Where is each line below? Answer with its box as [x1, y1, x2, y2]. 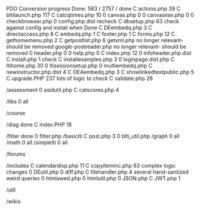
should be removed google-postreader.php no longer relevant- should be [6, 43, 187, 50]
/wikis [6, 198, 21, 205]
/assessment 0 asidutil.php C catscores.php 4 [6, 87, 119, 93]
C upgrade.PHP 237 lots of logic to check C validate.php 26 [6, 75, 153, 82]
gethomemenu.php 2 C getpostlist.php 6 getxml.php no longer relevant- [6, 37, 184, 44]
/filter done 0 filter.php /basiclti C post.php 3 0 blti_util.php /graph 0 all [6, 132, 180, 140]
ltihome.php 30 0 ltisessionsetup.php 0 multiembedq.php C [6, 62, 153, 69]
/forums [6, 150, 26, 157]
